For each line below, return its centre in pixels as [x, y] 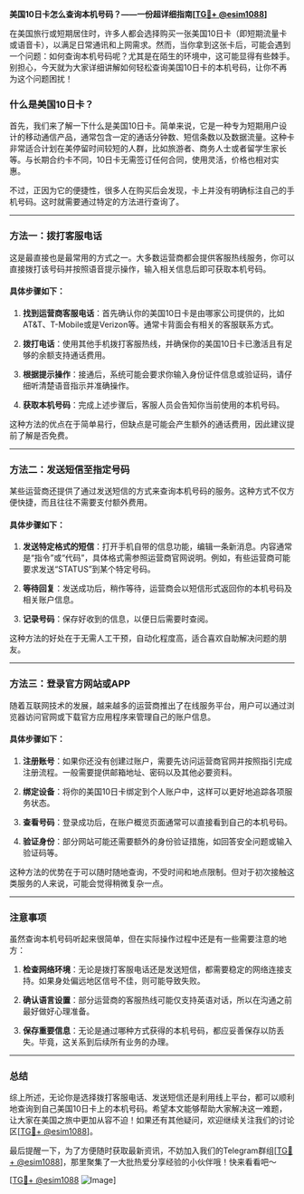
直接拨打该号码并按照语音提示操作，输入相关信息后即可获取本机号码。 [140, 269]
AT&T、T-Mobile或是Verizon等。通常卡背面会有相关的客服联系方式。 [150, 324]
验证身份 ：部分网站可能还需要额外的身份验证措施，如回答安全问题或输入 [157, 841]
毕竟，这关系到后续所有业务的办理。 [106, 1042]
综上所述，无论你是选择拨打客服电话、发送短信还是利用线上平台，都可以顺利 [152, 1098]
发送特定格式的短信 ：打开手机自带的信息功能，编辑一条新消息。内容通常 [157, 546]
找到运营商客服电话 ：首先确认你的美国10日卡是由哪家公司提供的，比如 [153, 313]
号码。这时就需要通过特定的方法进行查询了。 [100, 202]
